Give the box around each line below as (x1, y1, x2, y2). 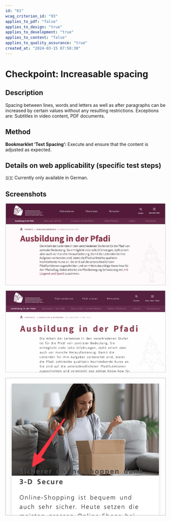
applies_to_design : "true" (5, 24, 63, 30)
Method (5, 128, 31, 136)
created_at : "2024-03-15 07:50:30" (5, 46, 81, 51)
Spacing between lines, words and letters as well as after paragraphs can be (5, 102, 166, 108)
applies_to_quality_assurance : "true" (5, 41, 88, 46)
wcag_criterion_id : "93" (5, 13, 58, 19)
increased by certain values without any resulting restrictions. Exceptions (5, 107, 159, 113)
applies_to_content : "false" (5, 35, 67, 40)
